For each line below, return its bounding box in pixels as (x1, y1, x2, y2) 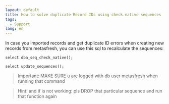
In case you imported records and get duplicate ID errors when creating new (5, 40, 164, 46)
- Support (10, 21, 30, 27)
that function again (17, 93, 57, 99)
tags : (5, 17, 17, 22)
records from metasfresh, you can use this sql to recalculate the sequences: (5, 45, 164, 51)
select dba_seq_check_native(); (5, 55, 73, 61)
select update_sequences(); (5, 64, 65, 69)
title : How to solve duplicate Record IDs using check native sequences (5, 12, 161, 17)
